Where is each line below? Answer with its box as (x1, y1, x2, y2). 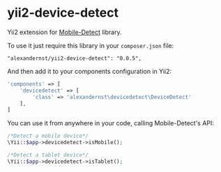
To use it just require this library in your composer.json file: (7, 41, 174, 49)
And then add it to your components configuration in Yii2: (7, 67, 172, 75)
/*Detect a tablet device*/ (7, 152, 89, 159)
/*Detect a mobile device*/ (7, 132, 89, 140)
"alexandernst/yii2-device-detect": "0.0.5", (7, 54, 142, 62)
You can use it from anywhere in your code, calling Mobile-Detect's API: (7, 119, 215, 127)
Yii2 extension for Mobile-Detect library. (7, 28, 122, 36)
